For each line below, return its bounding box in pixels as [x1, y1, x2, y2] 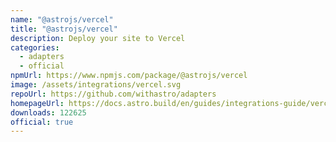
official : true [10, 117, 74, 127]
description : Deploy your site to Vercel [10, 33, 186, 43]
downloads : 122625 [10, 107, 87, 118]
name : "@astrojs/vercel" [10, 14, 114, 25]
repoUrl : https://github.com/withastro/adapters [10, 89, 217, 99]
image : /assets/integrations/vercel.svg [10, 80, 182, 90]
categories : [10, 42, 60, 53]
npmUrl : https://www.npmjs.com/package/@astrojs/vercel [10, 71, 248, 81]
